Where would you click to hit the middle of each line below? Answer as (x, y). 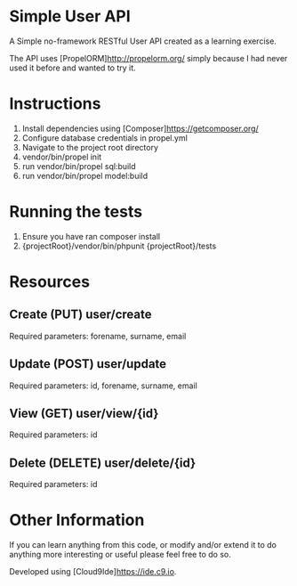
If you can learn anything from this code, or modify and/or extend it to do (143, 545)
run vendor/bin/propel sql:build (79, 166)
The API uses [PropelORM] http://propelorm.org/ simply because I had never (148, 58)
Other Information (77, 521)
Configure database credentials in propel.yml (105, 138)
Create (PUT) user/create (80, 315)
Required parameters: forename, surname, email (98, 336)
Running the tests (76, 212)
